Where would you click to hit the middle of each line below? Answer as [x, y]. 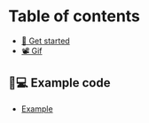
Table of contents [74, 16]
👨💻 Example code [59, 83]
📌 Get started [45, 41]
